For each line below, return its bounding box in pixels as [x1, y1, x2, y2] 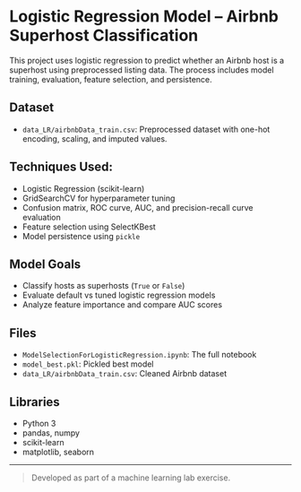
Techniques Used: [9, 160, 114, 175]
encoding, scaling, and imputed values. [21, 133, 168, 144]
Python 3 [21, 419, 56, 428]
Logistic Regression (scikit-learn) [21, 183, 145, 194]
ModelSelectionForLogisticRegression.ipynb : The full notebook [21, 350, 257, 360]
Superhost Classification [9, 25, 199, 46]
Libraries [9, 394, 60, 410]
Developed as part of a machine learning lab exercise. [30, 472, 231, 483]
